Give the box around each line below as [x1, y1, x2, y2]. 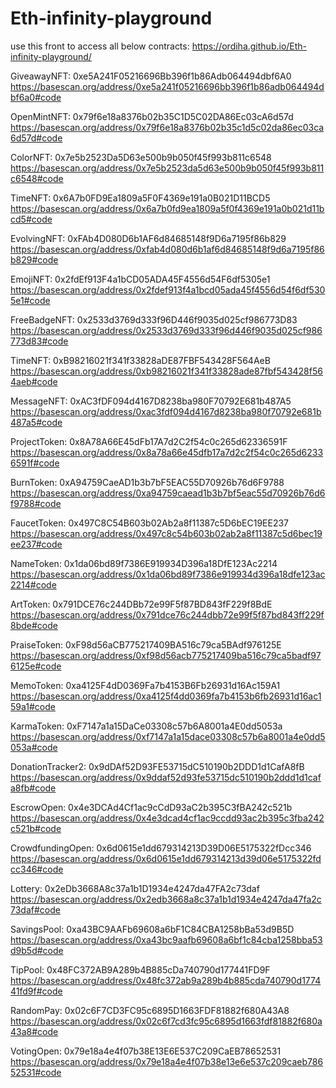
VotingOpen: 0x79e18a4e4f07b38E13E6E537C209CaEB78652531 [10, 1045, 282, 1057]
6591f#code [10, 457, 60, 469]
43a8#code [10, 1025, 59, 1037]
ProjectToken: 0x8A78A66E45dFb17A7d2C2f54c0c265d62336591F [10, 435, 288, 447]
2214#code [10, 578, 57, 591]
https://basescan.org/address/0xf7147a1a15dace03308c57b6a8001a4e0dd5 [10, 730, 326, 742]
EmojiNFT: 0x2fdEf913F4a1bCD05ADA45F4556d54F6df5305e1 [10, 273, 271, 285]
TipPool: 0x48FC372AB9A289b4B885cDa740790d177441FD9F [10, 963, 271, 976]
